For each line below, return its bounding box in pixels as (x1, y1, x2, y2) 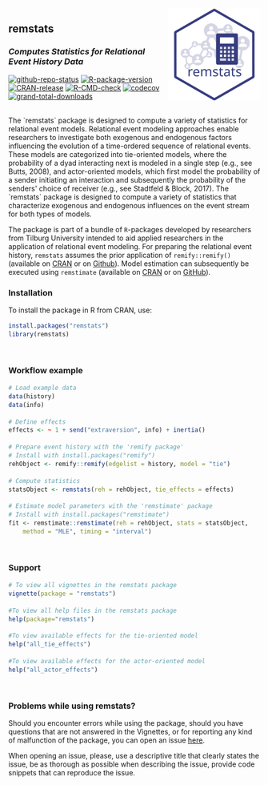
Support (8, 562, 42, 573)
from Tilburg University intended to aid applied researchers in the (8, 233, 224, 243)
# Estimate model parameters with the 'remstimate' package (8, 502, 214, 510)
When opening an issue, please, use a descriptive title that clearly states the (8, 751, 260, 760)
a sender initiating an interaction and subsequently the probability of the (8, 175, 246, 184)
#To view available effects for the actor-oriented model (8, 657, 206, 665)
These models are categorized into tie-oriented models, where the (8, 149, 227, 159)
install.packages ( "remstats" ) (8, 321, 110, 330)
